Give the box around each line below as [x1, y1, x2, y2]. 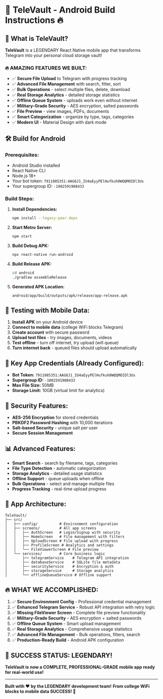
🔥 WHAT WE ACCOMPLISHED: [5, 586, 98, 594]
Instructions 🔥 [5, 15, 64, 26]
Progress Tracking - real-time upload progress [12, 486, 107, 492]
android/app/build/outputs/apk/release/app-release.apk [12, 293, 128, 298]
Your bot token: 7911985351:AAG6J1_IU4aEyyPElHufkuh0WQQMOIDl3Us [12, 178, 144, 184]
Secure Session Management [12, 430, 73, 436]
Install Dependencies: [12, 206, 57, 212]
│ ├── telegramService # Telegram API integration [5, 556, 130, 560]
